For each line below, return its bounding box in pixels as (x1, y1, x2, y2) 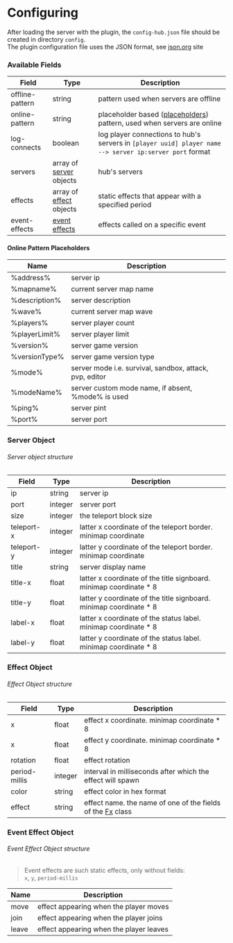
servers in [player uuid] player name (98, 138, 221, 148)
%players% (10, 318, 49, 328)
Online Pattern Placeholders (7, 243, 90, 252)
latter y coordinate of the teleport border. (79, 542, 213, 552)
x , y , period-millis (24, 874, 78, 882)
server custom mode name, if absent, (71, 384, 193, 393)
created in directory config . (7, 35, 86, 43)
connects (10, 142, 42, 152)
